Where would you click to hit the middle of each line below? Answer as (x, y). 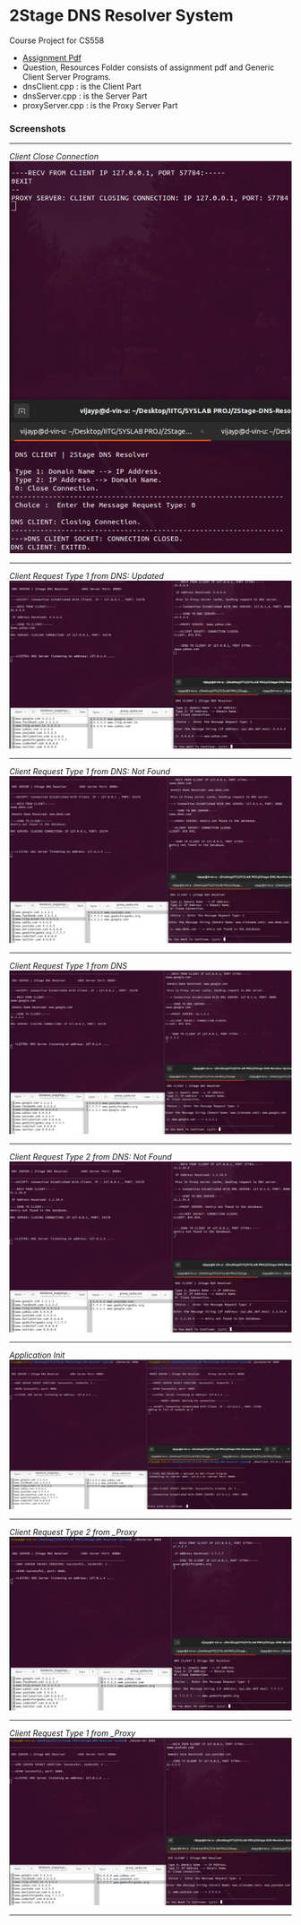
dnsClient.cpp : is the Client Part (82, 86)
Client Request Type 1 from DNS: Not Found (90, 771)
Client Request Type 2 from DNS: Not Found (90, 1157)
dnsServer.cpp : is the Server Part (85, 96)
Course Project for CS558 (57, 40)
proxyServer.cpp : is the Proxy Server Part (100, 105)
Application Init (37, 1355)
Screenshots (38, 128)
